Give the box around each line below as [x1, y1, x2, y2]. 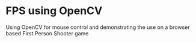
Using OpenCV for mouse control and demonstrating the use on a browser [5, 24, 190, 31]
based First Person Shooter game [5, 29, 89, 37]
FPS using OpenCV [5, 4, 103, 18]
